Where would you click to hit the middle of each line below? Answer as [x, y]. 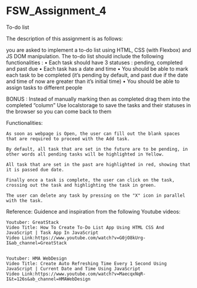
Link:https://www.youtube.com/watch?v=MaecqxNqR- [84, 274]
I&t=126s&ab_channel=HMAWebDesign [49, 279]
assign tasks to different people [44, 87]
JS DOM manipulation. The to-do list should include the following [85, 56]
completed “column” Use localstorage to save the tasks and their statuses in [98, 105]
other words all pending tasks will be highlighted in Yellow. [85, 154]
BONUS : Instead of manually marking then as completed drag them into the [98, 99]
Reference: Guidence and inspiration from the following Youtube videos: [94, 211]
